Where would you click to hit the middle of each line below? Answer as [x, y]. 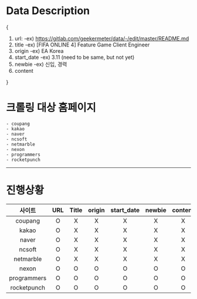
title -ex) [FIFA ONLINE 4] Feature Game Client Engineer [82, 45]
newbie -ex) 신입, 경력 [41, 64]
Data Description [48, 11]
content [24, 70]
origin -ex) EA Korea [39, 51]
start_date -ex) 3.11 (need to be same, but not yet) [74, 57]
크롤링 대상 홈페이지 [51, 108]
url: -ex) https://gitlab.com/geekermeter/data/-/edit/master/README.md [102, 38]
